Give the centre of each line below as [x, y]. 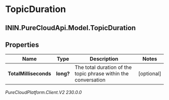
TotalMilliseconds [29, 74]
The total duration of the [103, 67]
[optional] [150, 74]
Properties [22, 44]
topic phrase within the [102, 74]
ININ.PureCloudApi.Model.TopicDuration [70, 28]
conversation [90, 80]
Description [104, 59]
